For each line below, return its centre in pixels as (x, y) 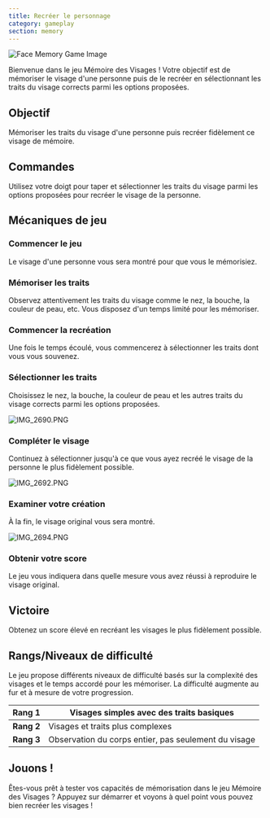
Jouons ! (31, 769)
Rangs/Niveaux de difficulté (81, 656)
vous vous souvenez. (44, 357)
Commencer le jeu (46, 243)
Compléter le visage (49, 440)
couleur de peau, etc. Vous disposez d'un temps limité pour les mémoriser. (134, 308)
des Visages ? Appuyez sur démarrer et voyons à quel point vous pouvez (131, 796)
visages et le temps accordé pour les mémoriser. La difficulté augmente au (134, 684)
